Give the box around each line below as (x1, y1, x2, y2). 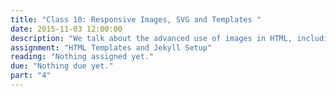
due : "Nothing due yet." (10, 61, 114, 71)
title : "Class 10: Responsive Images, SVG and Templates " (10, 14, 262, 25)
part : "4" (10, 71, 52, 81)
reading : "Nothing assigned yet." (10, 52, 155, 62)
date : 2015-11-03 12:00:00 (10, 24, 123, 34)
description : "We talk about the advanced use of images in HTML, (10, 33, 293, 43)
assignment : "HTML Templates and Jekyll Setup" (10, 42, 213, 53)
